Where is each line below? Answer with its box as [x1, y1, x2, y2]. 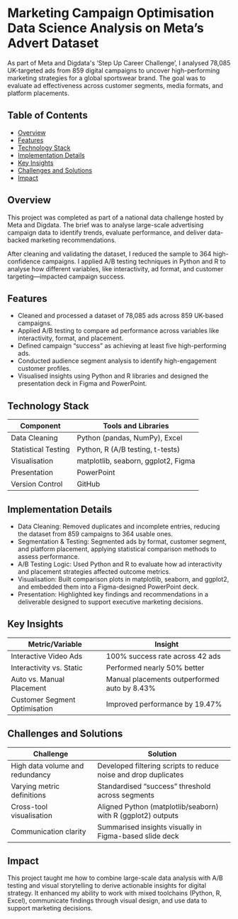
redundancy [11, 769, 51, 779]
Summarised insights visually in [97, 822, 202, 832]
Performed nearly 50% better [106, 663, 205, 673]
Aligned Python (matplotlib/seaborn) [97, 801, 219, 811]
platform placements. [7, 89, 69, 97]
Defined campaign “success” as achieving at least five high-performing [17, 342, 227, 350]
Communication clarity [11, 826, 86, 836]
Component [20, 421, 62, 431]
